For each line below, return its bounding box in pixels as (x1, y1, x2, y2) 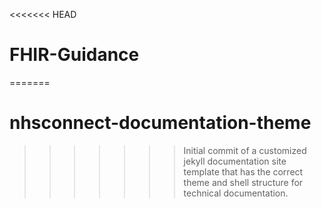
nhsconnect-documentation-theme (9, 112, 312, 134)
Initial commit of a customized (183, 144, 307, 156)
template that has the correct (183, 165, 304, 178)
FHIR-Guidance (9, 44, 140, 66)
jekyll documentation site (183, 155, 287, 167)
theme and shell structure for (183, 176, 304, 188)
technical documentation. (183, 187, 289, 199)
